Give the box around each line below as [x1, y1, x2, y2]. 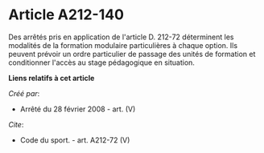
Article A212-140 [8, 6, 125, 24]
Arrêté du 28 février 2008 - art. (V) [19, 104, 136, 114]
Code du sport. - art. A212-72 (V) [19, 135, 130, 145]
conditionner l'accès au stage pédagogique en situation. [8, 58, 196, 67]
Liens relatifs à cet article [8, 73, 95, 83]
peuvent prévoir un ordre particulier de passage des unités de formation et [8, 49, 256, 58]
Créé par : [8, 88, 40, 98]
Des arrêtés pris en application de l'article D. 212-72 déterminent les [8, 32, 234, 42]
